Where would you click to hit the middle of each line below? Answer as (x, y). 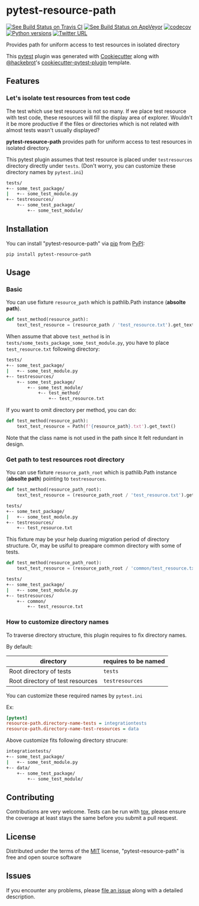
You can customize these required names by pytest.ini (75, 696)
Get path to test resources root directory (65, 460)
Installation (27, 229)
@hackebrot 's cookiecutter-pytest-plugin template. (69, 62)
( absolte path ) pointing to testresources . (56, 479)
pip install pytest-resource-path (49, 254)
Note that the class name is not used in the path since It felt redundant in (95, 438)
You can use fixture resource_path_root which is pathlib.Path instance (92, 473)
